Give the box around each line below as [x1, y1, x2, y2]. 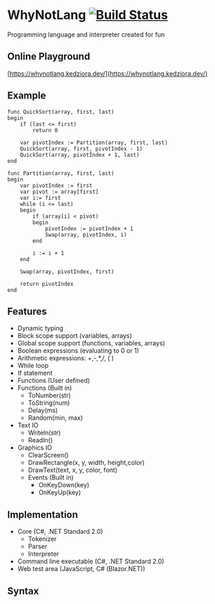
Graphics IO [17, 443, 53, 452]
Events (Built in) [27, 473, 74, 482]
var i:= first [20, 194, 61, 202]
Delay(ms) [27, 406, 58, 414]
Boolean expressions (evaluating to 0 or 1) [17, 346, 139, 355]
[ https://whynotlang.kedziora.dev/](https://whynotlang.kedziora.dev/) [7, 69, 208, 77]
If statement [17, 369, 53, 377]
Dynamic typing [17, 324, 64, 333]
